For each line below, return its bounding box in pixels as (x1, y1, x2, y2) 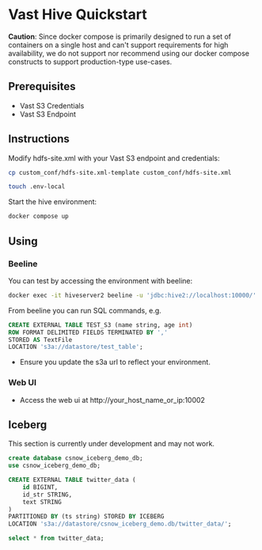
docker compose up (8, 212, 69, 221)
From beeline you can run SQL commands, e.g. (8, 305, 162, 315)
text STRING (22, 498, 62, 506)
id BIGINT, (22, 483, 59, 491)
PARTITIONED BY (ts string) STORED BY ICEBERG (8, 513, 165, 521)
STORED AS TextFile (8, 336, 73, 343)
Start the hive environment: (8, 197, 97, 207)
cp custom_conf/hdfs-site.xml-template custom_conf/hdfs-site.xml (8, 169, 232, 176)
